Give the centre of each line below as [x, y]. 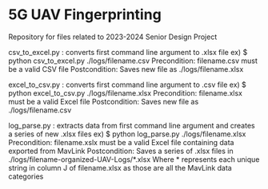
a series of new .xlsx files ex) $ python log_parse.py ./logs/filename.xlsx [127, 134]
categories [26, 176]
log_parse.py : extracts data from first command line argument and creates [132, 125]
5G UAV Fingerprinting [85, 15]
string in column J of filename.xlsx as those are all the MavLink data [120, 167]
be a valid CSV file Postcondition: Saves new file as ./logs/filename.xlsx [126, 69]
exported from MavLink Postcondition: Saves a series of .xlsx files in [121, 151]
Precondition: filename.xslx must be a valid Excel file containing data [121, 142]
